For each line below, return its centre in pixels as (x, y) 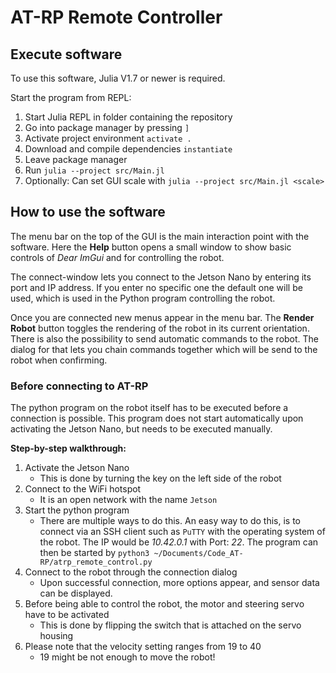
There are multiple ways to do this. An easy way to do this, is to (170, 521)
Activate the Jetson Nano (77, 468)
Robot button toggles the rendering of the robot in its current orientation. (160, 328)
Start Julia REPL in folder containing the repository (128, 117)
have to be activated (67, 615)
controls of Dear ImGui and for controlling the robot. (117, 257)
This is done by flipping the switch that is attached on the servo (170, 625)
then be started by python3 (94, 553)
